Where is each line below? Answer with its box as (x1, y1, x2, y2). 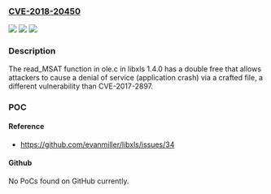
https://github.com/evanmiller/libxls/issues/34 (20, 140, 175, 149)
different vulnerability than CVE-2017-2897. (8, 81, 153, 91)
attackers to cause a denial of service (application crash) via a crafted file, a (8, 72, 263, 82)
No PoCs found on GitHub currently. (8, 176, 129, 186)
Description (8, 45, 56, 57)
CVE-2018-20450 (8, 6, 81, 17)
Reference (8, 122, 45, 131)
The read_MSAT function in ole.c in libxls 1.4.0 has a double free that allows (8, 63, 262, 74)
